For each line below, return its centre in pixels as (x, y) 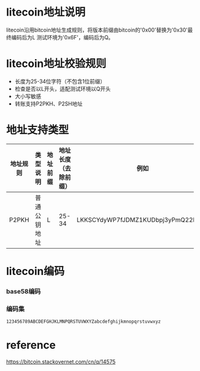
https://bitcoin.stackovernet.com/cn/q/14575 (61, 362)
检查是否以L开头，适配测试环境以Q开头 (63, 89)
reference (31, 345)
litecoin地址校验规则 (56, 64)
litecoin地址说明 (46, 12)
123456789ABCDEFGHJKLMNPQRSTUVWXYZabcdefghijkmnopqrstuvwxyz (84, 322)
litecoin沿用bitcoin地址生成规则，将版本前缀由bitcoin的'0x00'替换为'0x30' (97, 30)
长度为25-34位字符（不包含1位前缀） (60, 81)
